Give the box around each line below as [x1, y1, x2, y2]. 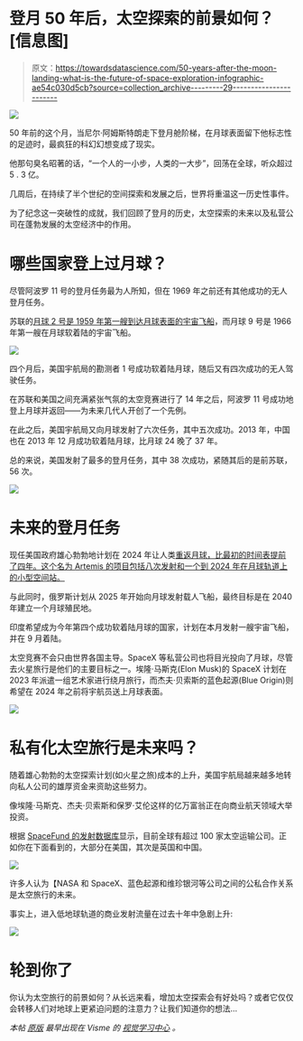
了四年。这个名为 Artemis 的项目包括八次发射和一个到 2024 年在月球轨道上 [9, 561, 289, 572]
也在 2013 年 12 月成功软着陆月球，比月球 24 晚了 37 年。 [9, 435, 223, 446]
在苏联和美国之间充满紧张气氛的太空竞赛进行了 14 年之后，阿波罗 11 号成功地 [9, 394, 294, 404]
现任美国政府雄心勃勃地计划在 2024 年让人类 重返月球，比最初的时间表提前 [9, 549, 287, 560]
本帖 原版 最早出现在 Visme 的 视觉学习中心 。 [9, 1022, 180, 1033]
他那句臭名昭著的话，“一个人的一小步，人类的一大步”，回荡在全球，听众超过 [9, 157, 293, 168]
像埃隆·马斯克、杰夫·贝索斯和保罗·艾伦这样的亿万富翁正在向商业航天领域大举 [9, 800, 293, 811]
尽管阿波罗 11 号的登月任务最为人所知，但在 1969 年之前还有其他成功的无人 [9, 285, 288, 296]
